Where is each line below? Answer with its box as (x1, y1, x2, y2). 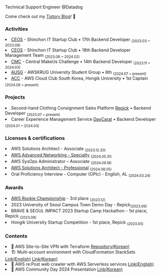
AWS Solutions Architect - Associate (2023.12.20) (11, 146, 106, 153)
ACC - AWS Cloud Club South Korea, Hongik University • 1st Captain (11, 75, 148, 81)
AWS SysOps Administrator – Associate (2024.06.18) (11, 159, 112, 165)
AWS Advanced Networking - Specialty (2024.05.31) (11, 152, 112, 159)
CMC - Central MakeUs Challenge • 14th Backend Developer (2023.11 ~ (11, 58, 150, 65)
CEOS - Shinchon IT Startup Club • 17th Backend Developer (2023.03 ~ (11, 36, 150, 44)
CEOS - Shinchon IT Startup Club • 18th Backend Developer (11, 47, 131, 53)
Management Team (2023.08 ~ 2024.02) (5, 52, 80, 59)
